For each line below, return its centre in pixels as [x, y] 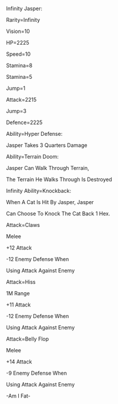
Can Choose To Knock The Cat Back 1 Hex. [58, 213]
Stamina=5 [19, 77]
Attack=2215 [21, 100]
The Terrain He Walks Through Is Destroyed [59, 179]
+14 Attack [19, 362]
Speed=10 [18, 54]
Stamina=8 [19, 65]
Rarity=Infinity [23, 20]
